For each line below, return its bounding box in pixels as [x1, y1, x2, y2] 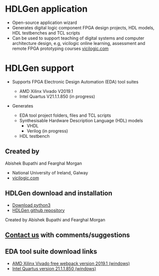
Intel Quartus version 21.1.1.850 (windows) [12, 265, 97, 272]
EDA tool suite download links [5, 248, 98, 256]
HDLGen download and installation [5, 189, 113, 197]
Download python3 [12, 202, 51, 208]
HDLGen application [5, 3, 88, 15]
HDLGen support [5, 63, 74, 74]
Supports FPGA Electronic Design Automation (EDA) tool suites [12, 79, 139, 85]
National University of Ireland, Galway [12, 170, 88, 175]
